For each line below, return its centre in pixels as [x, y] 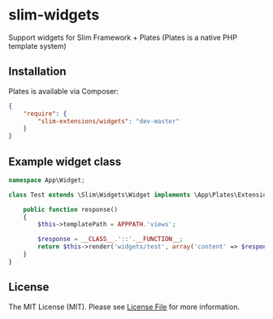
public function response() [70, 209]
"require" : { [45, 114]
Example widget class [65, 161]
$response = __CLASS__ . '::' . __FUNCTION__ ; [110, 239]
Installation [37, 72]
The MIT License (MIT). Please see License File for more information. [124, 307]
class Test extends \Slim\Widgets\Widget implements [100, 195]
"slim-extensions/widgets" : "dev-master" [109, 121]
